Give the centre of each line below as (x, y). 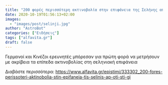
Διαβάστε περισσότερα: (30, 71)
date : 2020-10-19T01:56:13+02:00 (40, 14)
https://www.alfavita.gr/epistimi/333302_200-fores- (109, 71)
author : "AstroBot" (25, 28)
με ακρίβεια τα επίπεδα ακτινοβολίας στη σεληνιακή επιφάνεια (71, 62)
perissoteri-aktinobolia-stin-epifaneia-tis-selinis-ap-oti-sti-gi (68, 77)
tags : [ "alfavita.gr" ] (29, 38)
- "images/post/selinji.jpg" (40, 24)
